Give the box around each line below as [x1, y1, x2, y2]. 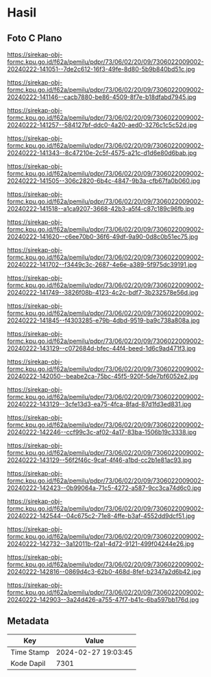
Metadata [7, 615, 49, 627]
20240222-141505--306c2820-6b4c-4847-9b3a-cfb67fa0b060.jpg [7, 177, 201, 185]
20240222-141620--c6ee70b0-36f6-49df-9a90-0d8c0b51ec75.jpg [7, 232, 199, 241]
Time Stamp [10, 647, 50, 657]
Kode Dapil [10, 658, 46, 668]
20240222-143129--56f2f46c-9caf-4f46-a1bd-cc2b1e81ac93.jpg [7, 456, 192, 464]
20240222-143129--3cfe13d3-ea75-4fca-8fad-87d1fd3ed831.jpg [7, 400, 192, 408]
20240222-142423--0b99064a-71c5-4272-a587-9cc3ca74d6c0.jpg [7, 484, 201, 492]
